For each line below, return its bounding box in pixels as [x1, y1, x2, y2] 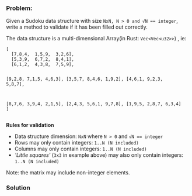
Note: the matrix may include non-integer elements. [6, 169, 130, 176]
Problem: [6, 4, 33, 12]
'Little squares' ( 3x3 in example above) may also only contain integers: [14, 152, 184, 159]
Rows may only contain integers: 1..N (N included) [14, 139, 139, 146]
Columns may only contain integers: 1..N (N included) [14, 145, 147, 153]
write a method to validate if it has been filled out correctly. [6, 23, 148, 30]
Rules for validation [6, 122, 54, 129]
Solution [6, 184, 31, 191]
